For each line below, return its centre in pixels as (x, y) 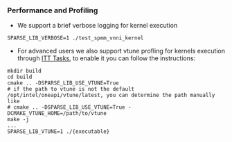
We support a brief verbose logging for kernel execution (97, 26)
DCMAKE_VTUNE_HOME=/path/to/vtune (57, 114)
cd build (20, 77)
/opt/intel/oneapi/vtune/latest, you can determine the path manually (111, 96)
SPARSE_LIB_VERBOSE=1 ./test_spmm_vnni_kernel (75, 38)
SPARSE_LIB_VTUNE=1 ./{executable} (59, 132)
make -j (18, 120)
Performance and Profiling (53, 10)
